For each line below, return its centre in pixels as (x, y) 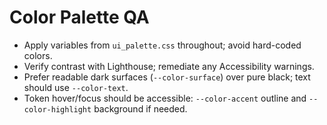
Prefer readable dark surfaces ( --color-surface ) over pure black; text (167, 77)
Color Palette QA (79, 17)
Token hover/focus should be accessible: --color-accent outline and (165, 98)
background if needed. (140, 108)
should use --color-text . (76, 87)
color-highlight (57, 109)
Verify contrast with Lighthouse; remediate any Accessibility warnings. (169, 66)
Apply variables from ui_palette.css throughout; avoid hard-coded (162, 45)
